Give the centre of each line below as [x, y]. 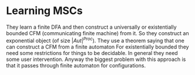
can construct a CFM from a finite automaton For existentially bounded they [97, 47]
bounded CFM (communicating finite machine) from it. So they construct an [97, 33]
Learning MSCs [45, 11]
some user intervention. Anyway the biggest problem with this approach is [96, 59]
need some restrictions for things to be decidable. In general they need [92, 53]
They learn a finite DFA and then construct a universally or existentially [92, 27]
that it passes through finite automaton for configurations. [76, 65]
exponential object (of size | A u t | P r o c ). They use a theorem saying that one [95, 40]
